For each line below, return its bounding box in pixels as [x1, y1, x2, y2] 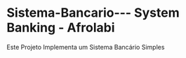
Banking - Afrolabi [6, 20, 115, 36]
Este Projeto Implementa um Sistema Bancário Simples [6, 43, 165, 51]
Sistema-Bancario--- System [6, 5, 180, 21]
